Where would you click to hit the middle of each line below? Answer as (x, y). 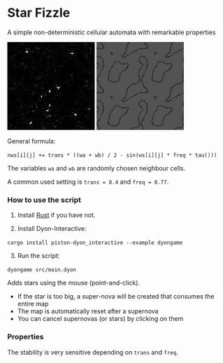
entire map (33, 304)
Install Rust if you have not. (56, 215)
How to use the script (44, 199)
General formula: (31, 141)
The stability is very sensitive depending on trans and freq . (93, 352)
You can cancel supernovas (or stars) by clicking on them (100, 319)
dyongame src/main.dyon (42, 270)
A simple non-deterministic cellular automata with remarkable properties (111, 32)
